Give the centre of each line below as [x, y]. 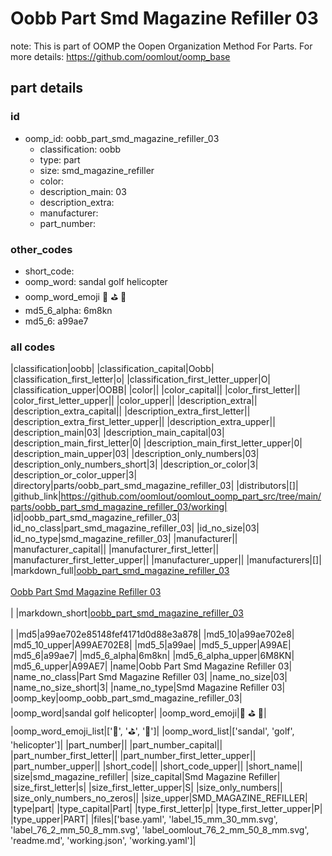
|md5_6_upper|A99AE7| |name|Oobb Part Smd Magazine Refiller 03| [151, 666]
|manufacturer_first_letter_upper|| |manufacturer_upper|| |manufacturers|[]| [166, 560]
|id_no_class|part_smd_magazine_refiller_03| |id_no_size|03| [135, 528]
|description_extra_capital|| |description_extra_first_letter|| [130, 411]
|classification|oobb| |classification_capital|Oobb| [112, 369]
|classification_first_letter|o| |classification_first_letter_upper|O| [141, 379]
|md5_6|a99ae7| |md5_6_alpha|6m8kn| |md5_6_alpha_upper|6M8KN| [152, 656]
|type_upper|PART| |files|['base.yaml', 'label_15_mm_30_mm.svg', [144, 819]
